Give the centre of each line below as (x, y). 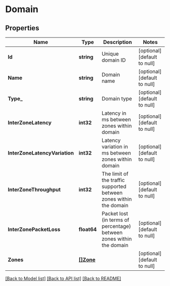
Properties (22, 28)
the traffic (113, 180)
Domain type (117, 99)
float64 (88, 229)
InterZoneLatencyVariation (41, 153)
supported (114, 186)
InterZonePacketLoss (34, 229)
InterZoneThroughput (34, 189)
